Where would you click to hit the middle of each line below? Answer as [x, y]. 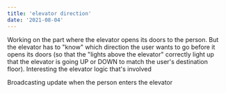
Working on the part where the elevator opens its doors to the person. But [113, 39]
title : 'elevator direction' [49, 13]
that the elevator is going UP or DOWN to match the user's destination [108, 61]
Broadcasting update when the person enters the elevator [90, 82]
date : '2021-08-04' [35, 20]
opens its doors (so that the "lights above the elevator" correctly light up [111, 54]
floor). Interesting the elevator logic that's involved [79, 69]
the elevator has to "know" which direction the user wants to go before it [111, 47]
